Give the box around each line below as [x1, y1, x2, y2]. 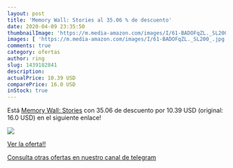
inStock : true [7, 87, 49, 94]
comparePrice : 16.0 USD [7, 81, 76, 88]
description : [7, 68, 45, 75]
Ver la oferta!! [7, 140, 46, 149]
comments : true [7, 42, 51, 49]
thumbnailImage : [7, 29, 54, 37]
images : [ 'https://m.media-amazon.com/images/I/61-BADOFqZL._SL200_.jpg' [7, 36, 228, 43]
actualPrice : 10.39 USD [7, 74, 76, 82]
